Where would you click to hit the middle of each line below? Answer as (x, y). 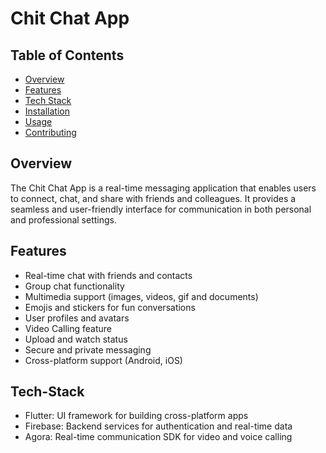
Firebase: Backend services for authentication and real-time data (158, 426)
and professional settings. (63, 219)
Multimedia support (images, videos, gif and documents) (141, 296)
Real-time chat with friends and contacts (108, 275)
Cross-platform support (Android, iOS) (103, 360)
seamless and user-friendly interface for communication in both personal (161, 209)
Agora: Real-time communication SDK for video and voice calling (158, 437)
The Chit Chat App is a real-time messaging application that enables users (163, 188)
